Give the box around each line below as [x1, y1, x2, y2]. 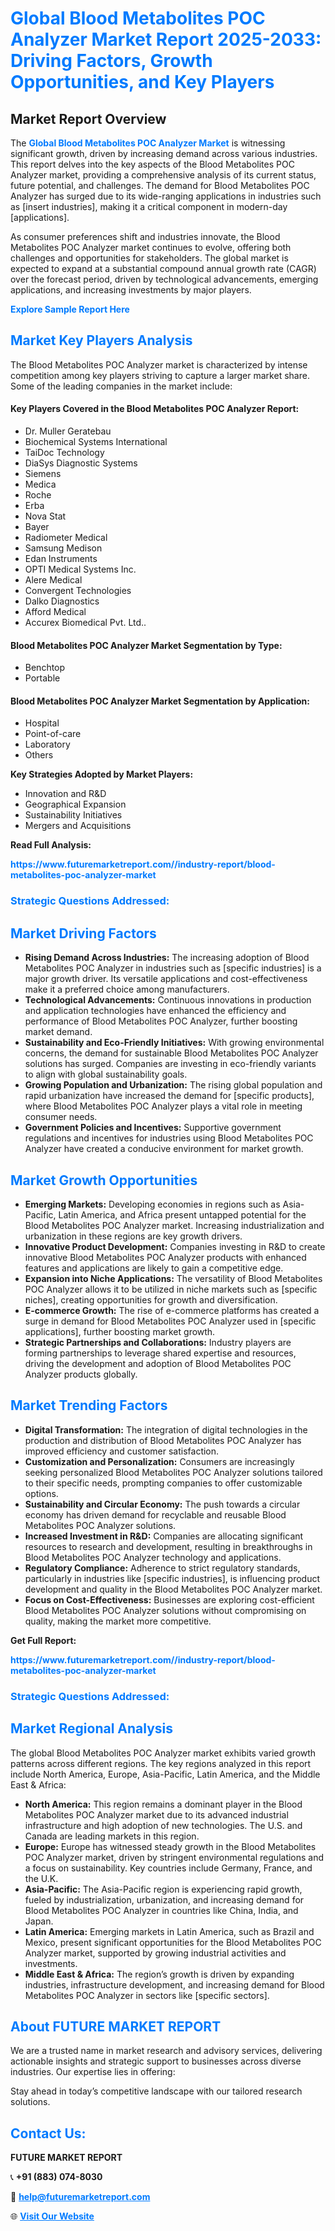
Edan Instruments [24, 553, 98, 565]
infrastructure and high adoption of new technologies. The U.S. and [24, 1819, 303, 1831]
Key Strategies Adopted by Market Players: [10, 768, 194, 781]
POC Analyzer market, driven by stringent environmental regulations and [24, 1851, 325, 1863]
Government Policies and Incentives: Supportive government [24, 1122, 282, 1134]
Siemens [24, 468, 62, 480]
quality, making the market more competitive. [24, 1615, 212, 1627]
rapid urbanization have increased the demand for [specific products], [24, 1090, 315, 1102]
